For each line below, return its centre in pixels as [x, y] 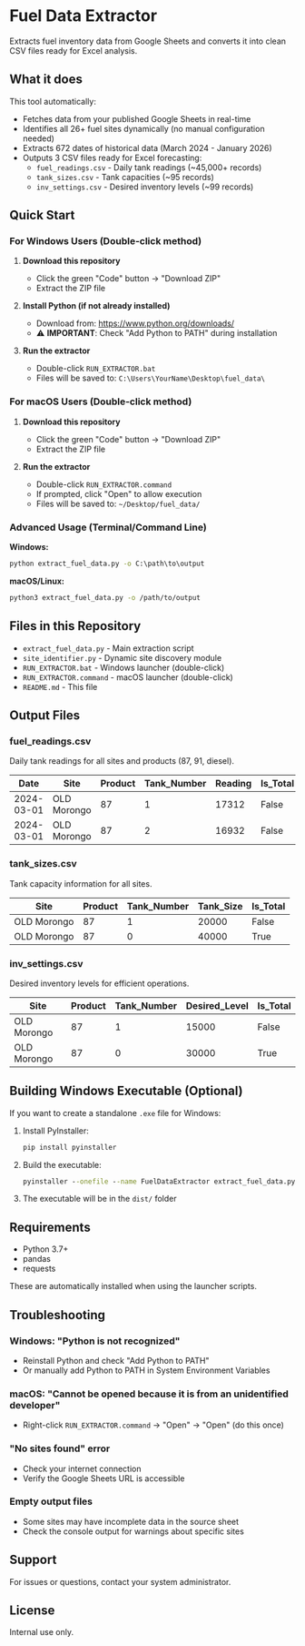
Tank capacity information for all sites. [81, 883]
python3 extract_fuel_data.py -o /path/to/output [105, 597]
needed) [38, 138]
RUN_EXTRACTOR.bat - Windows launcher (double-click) [123, 667]
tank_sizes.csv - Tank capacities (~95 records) [125, 177]
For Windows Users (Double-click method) [106, 241]
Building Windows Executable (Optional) [126, 1091]
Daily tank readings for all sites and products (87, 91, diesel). [122, 761]
